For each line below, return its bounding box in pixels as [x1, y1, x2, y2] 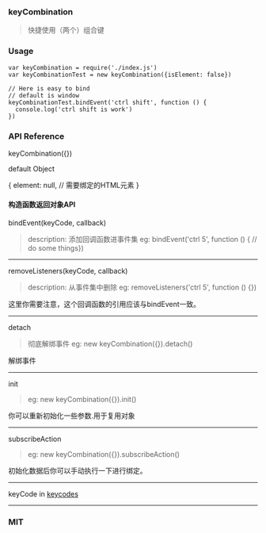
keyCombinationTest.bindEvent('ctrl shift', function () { [8, 98, 207, 106]
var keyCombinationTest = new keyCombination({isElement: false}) [8, 71, 232, 79]
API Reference [8, 130, 65, 141]
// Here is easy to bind [8, 84, 90, 93]
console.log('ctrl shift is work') [15, 105, 133, 113]
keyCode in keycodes [8, 489, 79, 499]
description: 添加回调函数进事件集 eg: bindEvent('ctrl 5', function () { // [27, 235, 257, 244]
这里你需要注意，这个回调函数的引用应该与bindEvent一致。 [8, 300, 200, 309]
